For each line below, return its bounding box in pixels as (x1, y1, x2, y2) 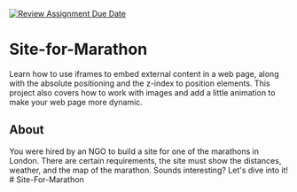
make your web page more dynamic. (9, 96, 144, 107)
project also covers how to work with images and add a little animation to (9, 87, 276, 97)
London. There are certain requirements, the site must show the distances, (9, 155, 282, 165)
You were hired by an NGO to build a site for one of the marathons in (9, 146, 260, 157)
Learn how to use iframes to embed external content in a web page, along (9, 68, 279, 79)
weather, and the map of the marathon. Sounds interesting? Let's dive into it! (9, 165, 289, 175)
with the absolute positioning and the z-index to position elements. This (9, 78, 270, 88)
